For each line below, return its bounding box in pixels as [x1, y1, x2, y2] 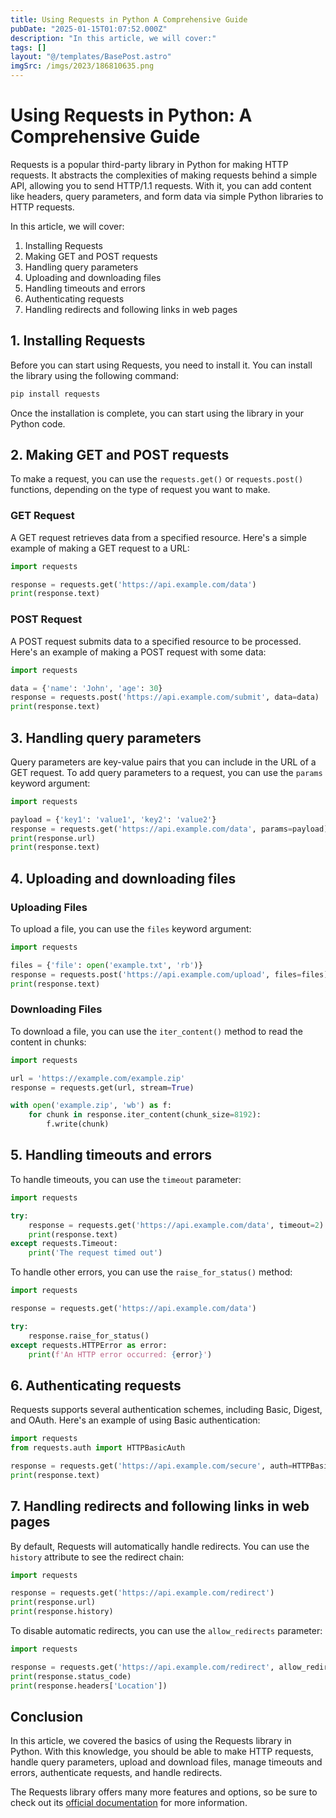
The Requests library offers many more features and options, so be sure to [10, 1786, 318, 1798]
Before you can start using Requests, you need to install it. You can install [10, 359, 313, 371]
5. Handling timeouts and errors [10, 1147, 213, 1164]
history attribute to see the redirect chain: [10, 1551, 185, 1563]
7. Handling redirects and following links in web [10, 1498, 310, 1515]
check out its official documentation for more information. [10, 1797, 248, 1809]
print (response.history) [10, 1607, 114, 1617]
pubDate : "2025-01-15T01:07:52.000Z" [10, 24, 168, 34]
